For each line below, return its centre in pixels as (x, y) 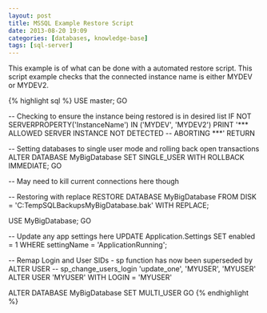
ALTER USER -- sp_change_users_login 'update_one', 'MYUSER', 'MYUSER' (132, 269)
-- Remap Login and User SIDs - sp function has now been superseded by (131, 260)
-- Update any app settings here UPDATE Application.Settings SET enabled (132, 236)
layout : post (30, 16)
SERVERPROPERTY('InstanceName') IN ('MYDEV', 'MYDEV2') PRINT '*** (129, 125)
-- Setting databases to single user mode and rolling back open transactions (134, 149)
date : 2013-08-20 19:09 (48, 30)
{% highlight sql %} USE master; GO (68, 101)
